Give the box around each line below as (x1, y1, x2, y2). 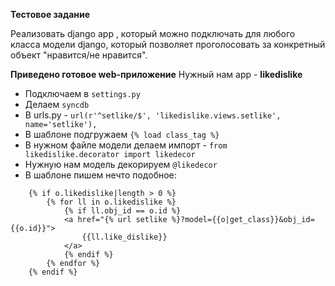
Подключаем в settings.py (24, 88, 141, 99)
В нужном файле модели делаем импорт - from (24, 139, 228, 151)
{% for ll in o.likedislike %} (46, 197, 177, 207)
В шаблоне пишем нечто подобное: (24, 169, 177, 181)
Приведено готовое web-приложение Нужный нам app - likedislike (10, 69, 303, 80)
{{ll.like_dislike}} (81, 232, 168, 242)
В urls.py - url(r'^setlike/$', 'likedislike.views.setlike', (24, 109, 282, 121)
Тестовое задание (10, 9, 91, 20)
